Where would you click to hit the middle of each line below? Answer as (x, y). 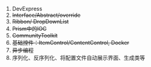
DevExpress (27, 9)
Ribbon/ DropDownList (40, 21)
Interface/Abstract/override (46, 15)
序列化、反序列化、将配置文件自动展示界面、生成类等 (79, 58)
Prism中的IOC (29, 29)
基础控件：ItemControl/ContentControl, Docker (70, 43)
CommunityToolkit (35, 35)
